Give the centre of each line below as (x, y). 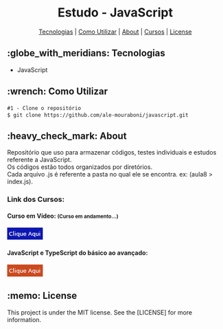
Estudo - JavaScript (115, 13)
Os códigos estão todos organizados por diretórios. (80, 167)
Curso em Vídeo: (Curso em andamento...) (63, 216)
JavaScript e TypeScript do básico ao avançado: (78, 253)
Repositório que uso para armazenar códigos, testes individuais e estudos (112, 152)
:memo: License (42, 296)
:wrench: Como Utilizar (58, 92)
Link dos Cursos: (36, 199)
